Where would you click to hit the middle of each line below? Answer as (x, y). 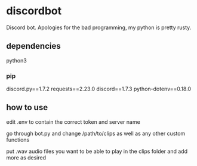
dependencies (33, 46)
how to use (27, 107)
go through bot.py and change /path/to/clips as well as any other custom (96, 133)
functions (18, 140)
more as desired (26, 157)
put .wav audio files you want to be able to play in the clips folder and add (97, 151)
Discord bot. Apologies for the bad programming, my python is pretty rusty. (99, 27)
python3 (16, 60)
